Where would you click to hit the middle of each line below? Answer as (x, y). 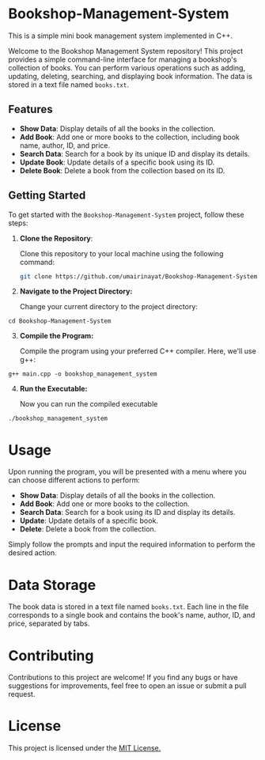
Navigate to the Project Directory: (76, 291)
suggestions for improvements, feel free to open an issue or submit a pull (127, 686)
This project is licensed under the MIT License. (85, 748)
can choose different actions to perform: (74, 480)
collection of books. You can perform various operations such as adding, (127, 67)
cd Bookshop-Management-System (60, 321)
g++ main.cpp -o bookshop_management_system (83, 374)
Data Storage (52, 585)
